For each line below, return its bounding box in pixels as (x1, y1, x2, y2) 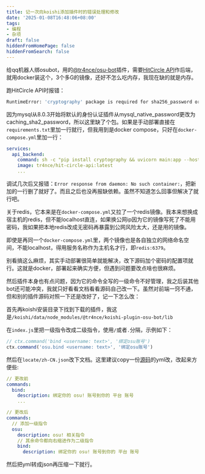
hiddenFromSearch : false (6, 49, 70, 55)
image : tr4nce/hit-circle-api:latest (17, 163, 113, 169)
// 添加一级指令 (12, 420, 48, 426)
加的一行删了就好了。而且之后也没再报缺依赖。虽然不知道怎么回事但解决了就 (6, 188, 199, 195)
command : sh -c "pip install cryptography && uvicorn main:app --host (17, 157, 201, 163)
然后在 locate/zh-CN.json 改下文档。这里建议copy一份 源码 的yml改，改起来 (6, 356, 192, 363)
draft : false (6, 37, 40, 43)
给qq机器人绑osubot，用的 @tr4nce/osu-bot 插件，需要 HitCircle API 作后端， (6, 66, 196, 73)
